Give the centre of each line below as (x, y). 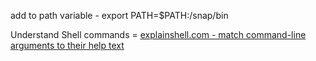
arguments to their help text (67, 45)
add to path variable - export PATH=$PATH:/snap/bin (119, 15)
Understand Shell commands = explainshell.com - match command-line (158, 34)
